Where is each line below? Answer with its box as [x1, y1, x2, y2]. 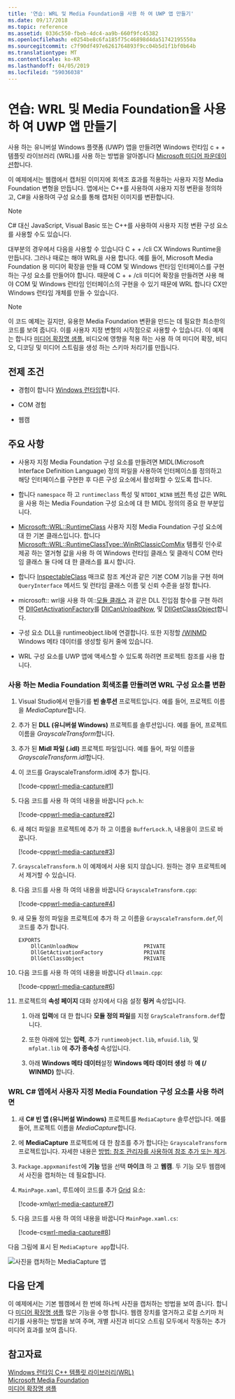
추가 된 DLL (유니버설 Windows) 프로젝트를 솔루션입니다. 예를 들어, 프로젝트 [17, 721, 228, 729]
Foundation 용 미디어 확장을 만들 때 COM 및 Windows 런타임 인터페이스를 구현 [8, 262, 225, 271]
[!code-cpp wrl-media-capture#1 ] [17, 782, 114, 791]
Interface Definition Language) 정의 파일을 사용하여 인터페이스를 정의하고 [17, 467, 222, 475]
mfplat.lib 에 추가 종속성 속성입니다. [28, 1044, 131, 1053]
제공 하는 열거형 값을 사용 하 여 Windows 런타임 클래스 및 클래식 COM [17, 549, 211, 557]
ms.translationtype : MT [8, 50, 78, 57]
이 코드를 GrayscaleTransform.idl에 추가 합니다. [17, 768, 150, 777]
